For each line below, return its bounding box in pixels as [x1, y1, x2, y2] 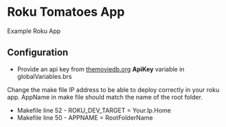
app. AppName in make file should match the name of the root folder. [7, 93, 203, 101]
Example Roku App [7, 27, 61, 35]
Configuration [7, 47, 69, 58]
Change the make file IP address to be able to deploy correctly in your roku [7, 85, 220, 93]
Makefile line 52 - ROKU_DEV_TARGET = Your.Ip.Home [16, 106, 172, 114]
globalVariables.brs [16, 72, 72, 80]
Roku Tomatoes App [7, 4, 125, 20]
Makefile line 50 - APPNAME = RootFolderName [16, 113, 153, 122]
